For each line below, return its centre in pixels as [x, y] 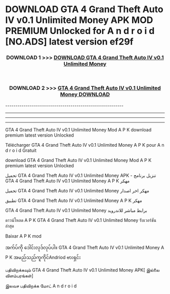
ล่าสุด [10, 226]
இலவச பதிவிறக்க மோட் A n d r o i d [41, 286]
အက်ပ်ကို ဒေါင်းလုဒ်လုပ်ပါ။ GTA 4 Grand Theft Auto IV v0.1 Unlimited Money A [85, 247]
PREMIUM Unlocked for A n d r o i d [80, 31]
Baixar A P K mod [24, 236]
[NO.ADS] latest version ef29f [69, 42]
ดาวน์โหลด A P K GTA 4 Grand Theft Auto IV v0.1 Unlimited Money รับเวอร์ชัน [81, 220]
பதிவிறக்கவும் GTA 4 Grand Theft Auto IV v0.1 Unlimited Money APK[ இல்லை [82, 270]
